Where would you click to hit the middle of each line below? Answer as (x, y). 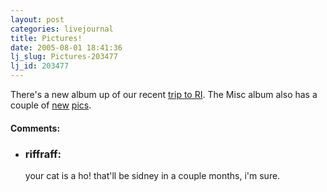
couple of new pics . (51, 105)
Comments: (35, 128)
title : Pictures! (46, 38)
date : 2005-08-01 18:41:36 (66, 47)
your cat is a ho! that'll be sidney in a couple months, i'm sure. (152, 175)
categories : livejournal (62, 29)
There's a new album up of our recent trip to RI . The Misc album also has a (164, 94)
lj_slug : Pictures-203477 (64, 57)
